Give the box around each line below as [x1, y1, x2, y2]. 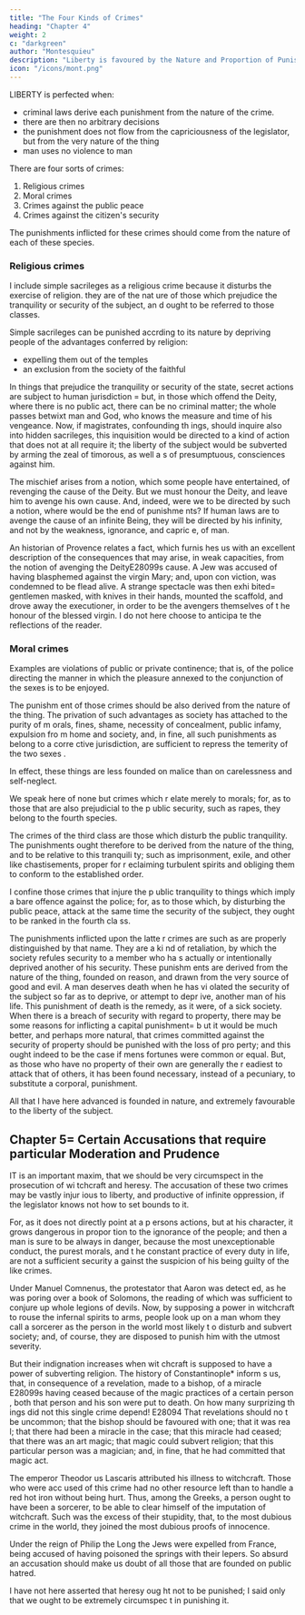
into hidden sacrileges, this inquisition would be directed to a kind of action [9, 429, 290, 441]
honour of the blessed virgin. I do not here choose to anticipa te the [9, 611, 261, 621]
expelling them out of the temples [22, 354, 149, 365]
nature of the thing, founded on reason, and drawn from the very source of [9, 972, 290, 983]
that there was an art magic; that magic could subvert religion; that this [9, 1436, 274, 1447]
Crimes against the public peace [22, 199, 144, 210]
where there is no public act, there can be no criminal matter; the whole [9, 401, 277, 412]
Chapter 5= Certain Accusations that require [9, 1132, 267, 1147]
